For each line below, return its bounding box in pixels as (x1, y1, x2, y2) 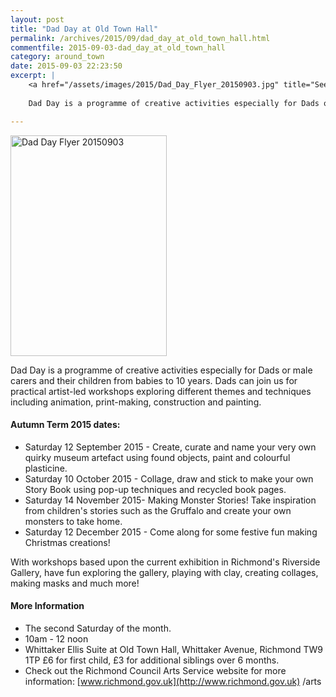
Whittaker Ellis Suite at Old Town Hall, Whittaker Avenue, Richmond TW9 (24, 643, 324, 655)
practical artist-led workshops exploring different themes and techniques (10, 385, 312, 397)
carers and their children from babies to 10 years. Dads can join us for (10, 374, 298, 386)
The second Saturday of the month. (24, 622, 172, 634)
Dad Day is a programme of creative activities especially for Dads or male (10, 364, 313, 376)
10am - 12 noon (24, 632, 89, 645)
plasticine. (24, 462, 68, 474)
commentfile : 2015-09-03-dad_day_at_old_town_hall (10, 42, 226, 53)
